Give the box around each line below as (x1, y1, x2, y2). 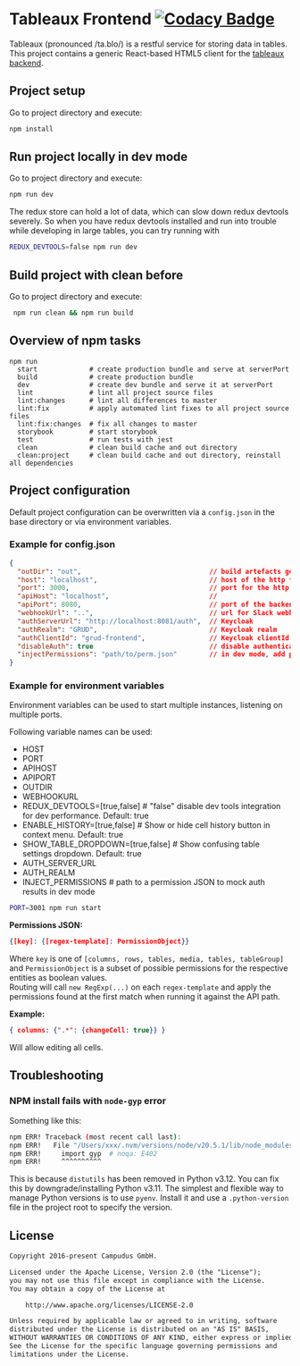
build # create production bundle (17, 372, 194, 382)
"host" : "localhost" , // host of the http (17, 575, 286, 585)
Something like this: (9, 1115, 82, 1126)
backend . (9, 57, 44, 68)
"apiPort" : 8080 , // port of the (17, 600, 266, 610)
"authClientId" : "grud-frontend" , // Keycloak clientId (17, 633, 290, 643)
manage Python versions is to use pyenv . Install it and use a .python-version (9, 1193, 289, 1203)
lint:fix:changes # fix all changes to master (17, 419, 198, 428)
